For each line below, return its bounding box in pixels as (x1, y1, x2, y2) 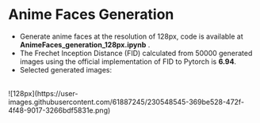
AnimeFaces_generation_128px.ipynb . (19, 39, 151, 49)
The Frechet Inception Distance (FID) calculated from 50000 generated (19, 48, 253, 58)
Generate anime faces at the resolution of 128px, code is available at (19, 32, 243, 41)
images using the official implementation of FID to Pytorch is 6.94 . (19, 57, 236, 66)
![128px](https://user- (8, 88, 78, 98)
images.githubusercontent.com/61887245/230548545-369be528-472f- (8, 97, 244, 106)
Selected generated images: (19, 65, 113, 74)
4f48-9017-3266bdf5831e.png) (8, 105, 111, 115)
